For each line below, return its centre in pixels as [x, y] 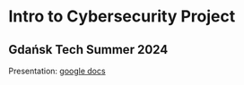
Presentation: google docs [57, 71]
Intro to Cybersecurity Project [122, 17]
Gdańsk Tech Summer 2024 [88, 50]
